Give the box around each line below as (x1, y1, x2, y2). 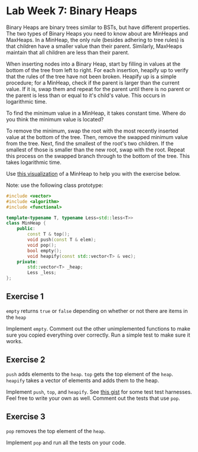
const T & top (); (27, 231, 70, 237)
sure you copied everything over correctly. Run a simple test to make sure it (6, 331, 190, 338)
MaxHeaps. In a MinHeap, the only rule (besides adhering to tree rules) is (6, 36, 184, 43)
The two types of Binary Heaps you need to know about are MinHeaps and (6, 30, 189, 37)
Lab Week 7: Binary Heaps (6, 4, 138, 18)
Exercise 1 (6, 292, 44, 302)
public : (17, 226, 35, 232)
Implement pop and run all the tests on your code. (6, 439, 126, 446)
